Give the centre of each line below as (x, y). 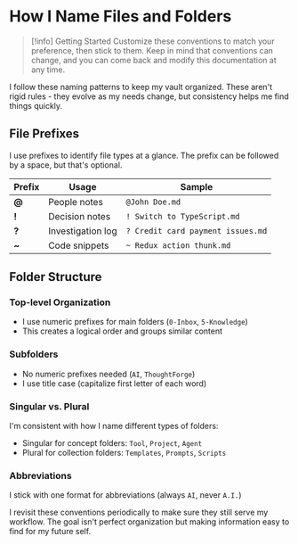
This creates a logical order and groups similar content (122, 331)
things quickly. (36, 105)
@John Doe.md (153, 202)
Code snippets (79, 245)
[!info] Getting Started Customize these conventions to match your (153, 41)
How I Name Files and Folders (121, 17)
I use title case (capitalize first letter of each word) (114, 383)
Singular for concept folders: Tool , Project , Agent (112, 443)
